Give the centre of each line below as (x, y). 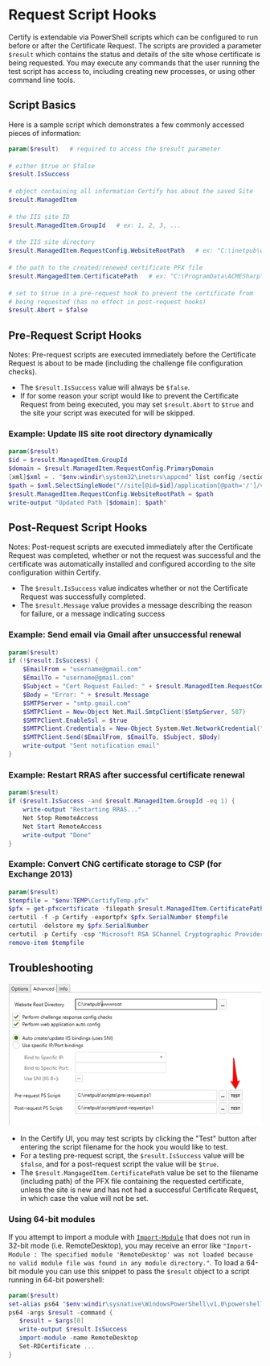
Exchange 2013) (41, 874)
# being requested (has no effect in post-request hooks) (107, 302)
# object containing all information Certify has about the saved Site (131, 192)
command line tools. (42, 80)
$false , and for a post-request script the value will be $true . (119, 1164)
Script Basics (42, 105)
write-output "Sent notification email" (91, 746)
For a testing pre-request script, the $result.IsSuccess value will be (132, 1156)
